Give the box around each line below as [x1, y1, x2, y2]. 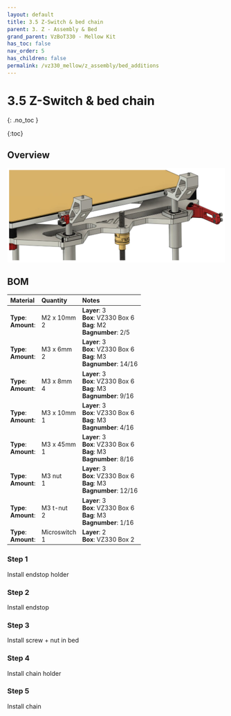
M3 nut [41, 472, 62, 480]
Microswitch [41, 528, 77, 536]
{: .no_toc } [7, 116, 39, 124]
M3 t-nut [41, 504, 68, 512]
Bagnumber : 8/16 [82, 455, 134, 463]
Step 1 [7, 554, 28, 564]
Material [10, 296, 35, 304]
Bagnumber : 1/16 [82, 518, 134, 526]
